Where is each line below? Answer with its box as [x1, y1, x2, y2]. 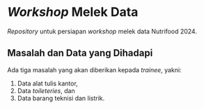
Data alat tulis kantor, [17, 79, 78, 87]
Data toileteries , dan [17, 86, 75, 94]
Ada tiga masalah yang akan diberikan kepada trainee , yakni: [7, 65, 182, 74]
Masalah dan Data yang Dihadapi [7, 47, 153, 59]
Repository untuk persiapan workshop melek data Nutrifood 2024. [7, 27, 197, 35]
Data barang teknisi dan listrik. [17, 94, 105, 102]
